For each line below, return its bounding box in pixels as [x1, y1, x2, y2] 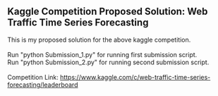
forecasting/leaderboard [7, 80, 78, 89]
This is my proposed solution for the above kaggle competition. [7, 35, 191, 44]
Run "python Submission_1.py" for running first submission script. [7, 50, 198, 59]
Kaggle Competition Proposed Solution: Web [7, 6, 208, 18]
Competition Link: [7, 73, 59, 81]
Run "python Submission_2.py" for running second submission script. [7, 58, 210, 66]
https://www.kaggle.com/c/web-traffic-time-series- [59, 73, 211, 81]
